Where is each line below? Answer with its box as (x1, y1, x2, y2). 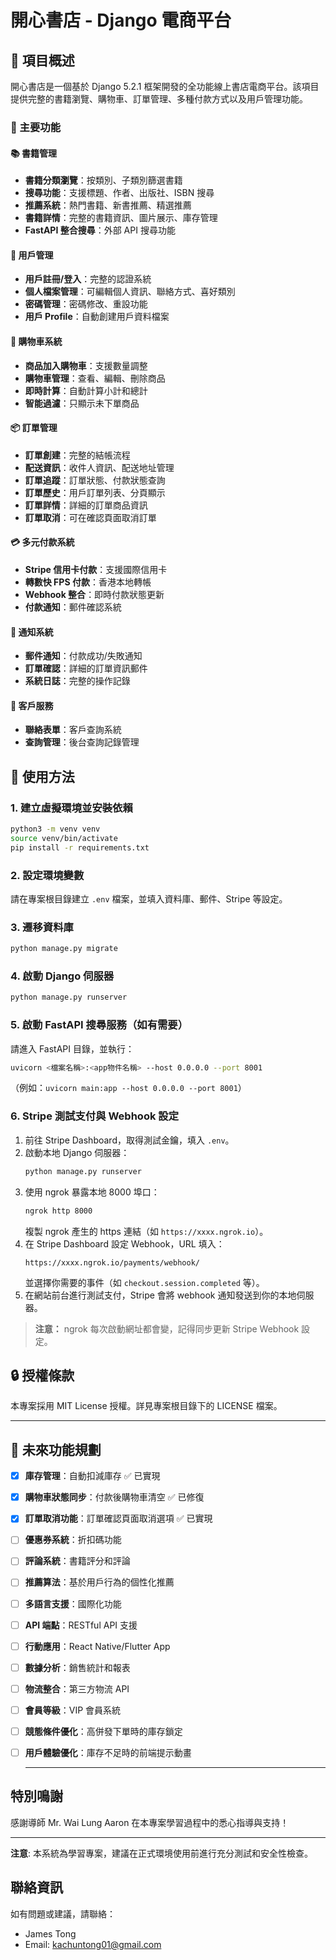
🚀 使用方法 (10, 768, 75, 785)
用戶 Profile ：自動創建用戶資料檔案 (24, 311, 170, 323)
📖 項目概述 (10, 52, 75, 69)
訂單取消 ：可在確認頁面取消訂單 (24, 511, 157, 523)
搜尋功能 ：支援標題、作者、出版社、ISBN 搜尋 (24, 187, 215, 199)
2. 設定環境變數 (10, 868, 85, 882)
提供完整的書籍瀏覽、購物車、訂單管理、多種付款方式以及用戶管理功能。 (10, 93, 308, 105)
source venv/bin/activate (10, 833, 118, 843)
